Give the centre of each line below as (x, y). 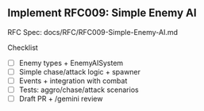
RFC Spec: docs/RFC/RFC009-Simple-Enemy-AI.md (93, 32)
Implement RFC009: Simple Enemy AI (102, 13)
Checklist (23, 48)
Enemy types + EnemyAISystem (71, 63)
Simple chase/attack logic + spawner (79, 71)
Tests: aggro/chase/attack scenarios (79, 90)
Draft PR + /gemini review (61, 99)
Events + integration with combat (73, 80)
